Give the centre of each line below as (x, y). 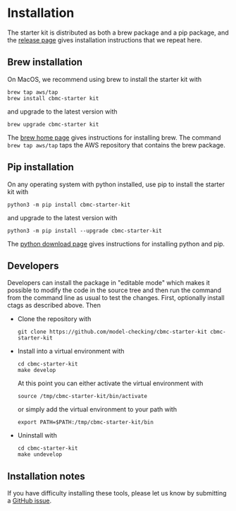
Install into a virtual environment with (71, 351)
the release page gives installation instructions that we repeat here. (105, 40)
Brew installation (45, 62)
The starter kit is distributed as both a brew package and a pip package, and (118, 32)
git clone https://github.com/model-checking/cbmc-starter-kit (112, 332)
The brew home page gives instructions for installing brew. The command (114, 137)
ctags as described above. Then (54, 306)
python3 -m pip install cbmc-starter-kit (69, 205)
